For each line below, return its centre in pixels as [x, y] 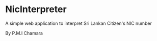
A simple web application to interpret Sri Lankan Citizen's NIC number [78, 23]
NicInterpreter [36, 9]
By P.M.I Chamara [24, 33]
